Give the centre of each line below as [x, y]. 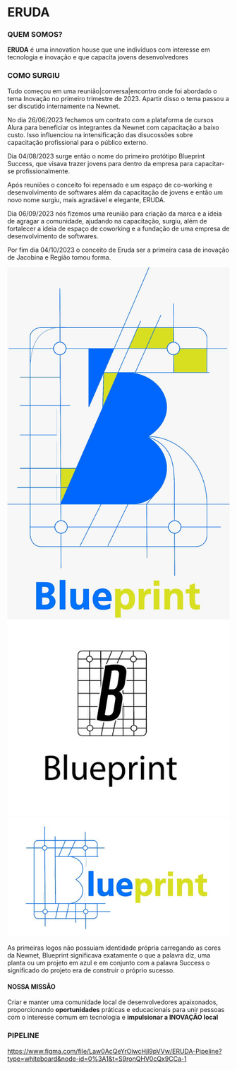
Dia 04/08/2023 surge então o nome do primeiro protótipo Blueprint [106, 156]
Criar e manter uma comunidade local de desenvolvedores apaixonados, [113, 1002]
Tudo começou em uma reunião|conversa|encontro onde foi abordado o [112, 91]
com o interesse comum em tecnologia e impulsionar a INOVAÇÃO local [113, 1017]
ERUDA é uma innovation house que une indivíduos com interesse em [109, 50]
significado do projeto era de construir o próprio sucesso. [91, 970]
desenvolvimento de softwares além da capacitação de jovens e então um [115, 192]
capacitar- [209, 163]
